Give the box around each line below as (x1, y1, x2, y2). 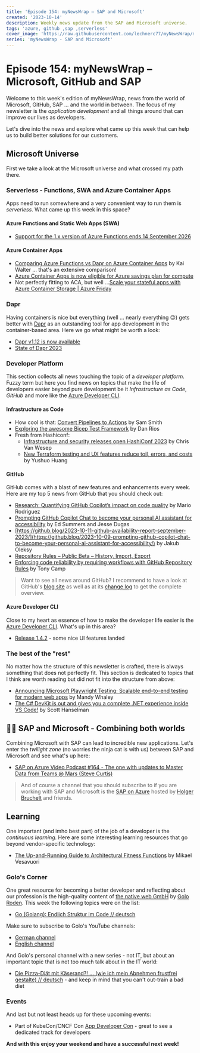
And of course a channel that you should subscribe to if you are (20, 781, 177, 788)
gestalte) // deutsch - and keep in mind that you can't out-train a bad (14, 976, 183, 983)
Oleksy (14, 546, 32, 553)
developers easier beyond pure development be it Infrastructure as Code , (6, 386, 187, 393)
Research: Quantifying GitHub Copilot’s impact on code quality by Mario (14, 502, 192, 509)
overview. (20, 590, 45, 597)
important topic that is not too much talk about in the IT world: (6, 958, 158, 965)
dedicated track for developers (14, 1029, 91, 1036)
